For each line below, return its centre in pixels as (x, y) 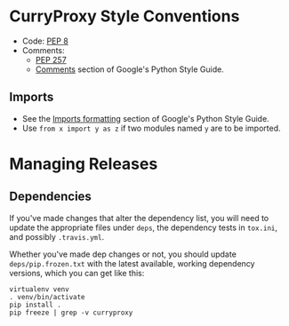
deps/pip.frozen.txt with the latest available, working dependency (132, 263)
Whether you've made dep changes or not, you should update (123, 254)
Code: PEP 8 (45, 41)
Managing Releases (84, 164)
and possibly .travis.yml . (57, 236)
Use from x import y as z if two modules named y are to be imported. (152, 128)
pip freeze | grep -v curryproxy (71, 313)
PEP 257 (51, 60)
